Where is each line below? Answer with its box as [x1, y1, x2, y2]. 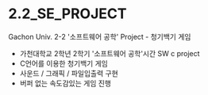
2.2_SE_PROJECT [8, 5, 127, 23]
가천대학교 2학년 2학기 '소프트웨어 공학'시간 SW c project [19, 48, 200, 58]
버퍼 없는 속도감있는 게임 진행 [19, 78, 111, 88]
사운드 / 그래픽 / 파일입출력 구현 [19, 68, 119, 78]
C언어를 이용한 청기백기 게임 [19, 59, 109, 68]
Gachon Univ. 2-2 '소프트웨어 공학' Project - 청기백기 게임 [8, 32, 191, 41]
